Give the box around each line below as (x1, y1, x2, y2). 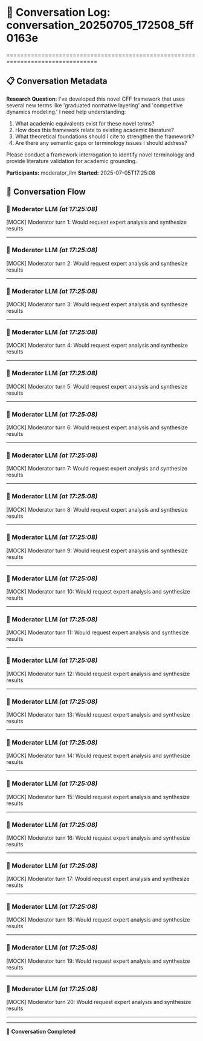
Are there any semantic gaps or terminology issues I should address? (14, 139, 187, 146)
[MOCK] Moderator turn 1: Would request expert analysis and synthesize (6, 218, 187, 226)
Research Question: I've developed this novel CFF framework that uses (6, 95, 185, 102)
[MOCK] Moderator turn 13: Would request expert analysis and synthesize (6, 711, 190, 718)
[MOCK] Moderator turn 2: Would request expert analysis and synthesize (6, 259, 188, 267)
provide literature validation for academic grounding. (6, 157, 137, 164)
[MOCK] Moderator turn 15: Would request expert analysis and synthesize (6, 793, 190, 800)
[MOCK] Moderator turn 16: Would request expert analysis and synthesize (6, 834, 190, 842)
